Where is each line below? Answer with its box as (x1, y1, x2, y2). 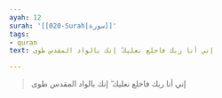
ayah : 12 (9, 12, 42, 22)
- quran (9, 37, 38, 47)
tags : (9, 29, 29, 38)
